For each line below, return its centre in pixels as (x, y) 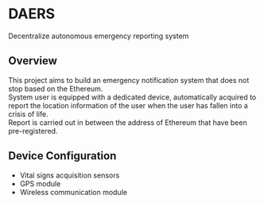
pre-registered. (33, 131)
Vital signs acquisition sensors (70, 175)
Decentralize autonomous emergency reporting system (99, 36)
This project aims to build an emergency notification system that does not (129, 80)
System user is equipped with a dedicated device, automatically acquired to (132, 97)
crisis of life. (29, 114)
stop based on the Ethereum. (56, 88)
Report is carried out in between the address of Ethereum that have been (128, 122)
